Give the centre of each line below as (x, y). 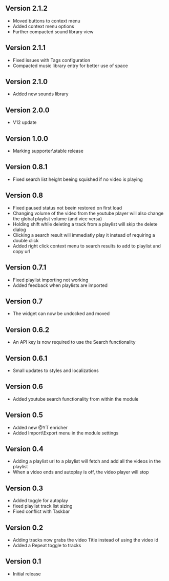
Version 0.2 (24, 527)
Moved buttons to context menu (46, 20)
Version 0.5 (24, 415)
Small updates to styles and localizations (56, 370)
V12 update (25, 122)
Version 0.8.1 (26, 167)
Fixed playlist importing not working (50, 280)
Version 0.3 (24, 488)
